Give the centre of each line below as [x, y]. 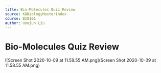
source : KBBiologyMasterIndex [36, 14]
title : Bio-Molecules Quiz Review [40, 9]
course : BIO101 [21, 18]
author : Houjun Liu [25, 23]
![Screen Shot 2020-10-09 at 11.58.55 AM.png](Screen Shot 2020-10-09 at [80, 60]
